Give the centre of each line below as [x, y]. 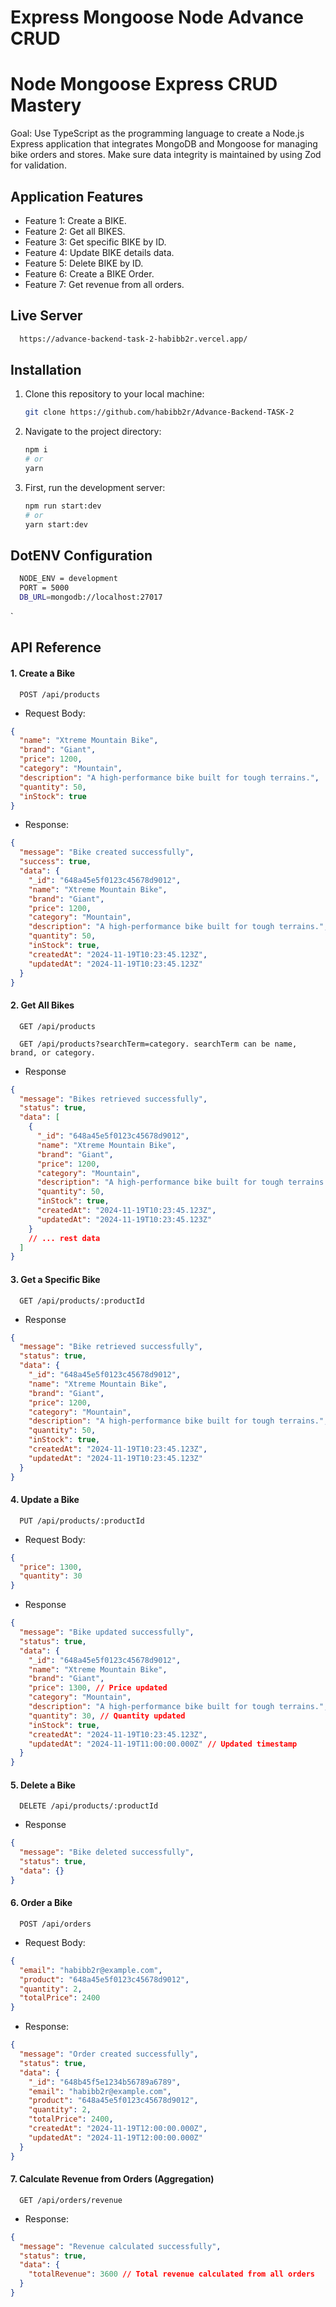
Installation [46, 370]
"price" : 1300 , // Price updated [98, 1688]
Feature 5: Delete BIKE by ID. [84, 263]
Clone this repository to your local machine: [114, 394]
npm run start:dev [63, 506]
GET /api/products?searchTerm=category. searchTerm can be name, [158, 1044]
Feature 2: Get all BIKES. [75, 231]
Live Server [46, 316]
